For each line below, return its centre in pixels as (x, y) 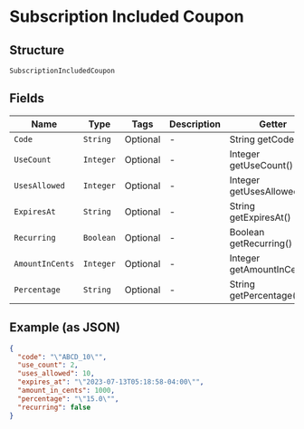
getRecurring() (261, 243)
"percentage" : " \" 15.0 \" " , (68, 399)
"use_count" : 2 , (48, 365)
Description (195, 124)
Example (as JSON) (65, 328)
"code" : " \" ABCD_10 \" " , (62, 357)
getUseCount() (261, 165)
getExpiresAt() (260, 217)
